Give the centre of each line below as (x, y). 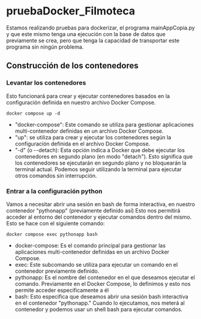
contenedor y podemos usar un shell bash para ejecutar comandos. (99, 309)
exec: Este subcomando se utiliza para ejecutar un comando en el (96, 264)
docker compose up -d (33, 113)
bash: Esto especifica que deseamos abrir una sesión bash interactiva (101, 296)
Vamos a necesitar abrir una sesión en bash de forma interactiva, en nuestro (100, 204)
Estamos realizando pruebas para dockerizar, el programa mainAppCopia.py (100, 28)
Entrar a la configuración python (54, 191)
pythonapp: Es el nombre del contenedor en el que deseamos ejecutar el (105, 277)
